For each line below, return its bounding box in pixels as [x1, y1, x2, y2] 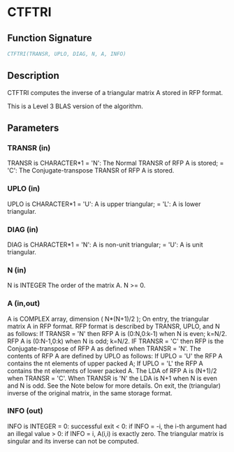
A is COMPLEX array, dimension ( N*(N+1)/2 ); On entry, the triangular [7, 314, 210, 323]
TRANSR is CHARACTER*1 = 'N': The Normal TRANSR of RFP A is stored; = [7, 159, 224, 168]
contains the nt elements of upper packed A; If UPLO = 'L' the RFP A [7, 359, 204, 367]
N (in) [7, 265, 27, 275]
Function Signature [7, 32, 92, 44]
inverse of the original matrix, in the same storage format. [7, 388, 173, 397]
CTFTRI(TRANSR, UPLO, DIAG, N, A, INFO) [7, 50, 127, 57]
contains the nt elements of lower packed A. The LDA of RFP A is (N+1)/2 [7, 366, 217, 374]
